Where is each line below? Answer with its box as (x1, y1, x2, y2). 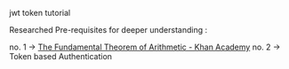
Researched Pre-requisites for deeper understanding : (9, 25, 207, 34)
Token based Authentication (9, 51, 113, 61)
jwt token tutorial (9, 8, 71, 18)
